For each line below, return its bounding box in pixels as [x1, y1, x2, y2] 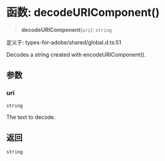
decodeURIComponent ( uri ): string [21, 26, 112, 34]
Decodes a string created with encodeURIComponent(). [6, 51, 146, 58]
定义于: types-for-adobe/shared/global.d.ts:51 [6, 38, 122, 46]
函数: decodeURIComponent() [6, 5, 160, 20]
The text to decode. [6, 113, 56, 121]
